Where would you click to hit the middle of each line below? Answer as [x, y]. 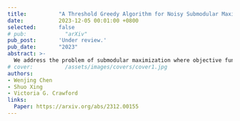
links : [17, 100]
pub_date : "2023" [43, 47]
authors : [20, 73]
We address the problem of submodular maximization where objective [118, 60]
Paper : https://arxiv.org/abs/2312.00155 [76, 107]
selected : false [41, 27]
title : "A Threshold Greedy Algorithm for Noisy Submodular [113, 14]
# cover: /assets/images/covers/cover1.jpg [87, 67]
